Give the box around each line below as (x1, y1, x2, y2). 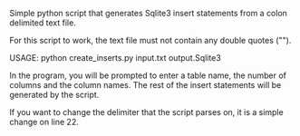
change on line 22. (9, 117, 79, 127)
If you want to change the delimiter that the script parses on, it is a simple (9, 107, 284, 117)
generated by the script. (9, 90, 100, 100)
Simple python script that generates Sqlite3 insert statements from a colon (9, 8, 288, 18)
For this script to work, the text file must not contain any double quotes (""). (9, 35, 292, 45)
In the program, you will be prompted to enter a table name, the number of (9, 70, 287, 81)
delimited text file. (9, 17, 77, 28)
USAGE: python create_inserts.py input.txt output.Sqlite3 (9, 53, 222, 63)
